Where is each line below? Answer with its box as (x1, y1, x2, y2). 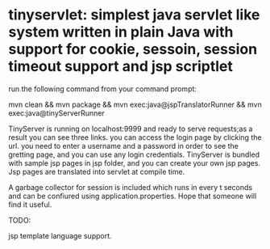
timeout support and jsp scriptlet (8, 57, 234, 76)
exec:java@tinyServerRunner (8, 108, 105, 118)
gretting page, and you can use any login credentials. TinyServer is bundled (8, 150, 260, 159)
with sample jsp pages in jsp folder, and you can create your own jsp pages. (8, 158, 260, 167)
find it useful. (8, 200, 52, 209)
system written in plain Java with (8, 23, 234, 41)
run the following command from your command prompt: (8, 83, 197, 94)
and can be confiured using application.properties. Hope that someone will (8, 191, 257, 200)
